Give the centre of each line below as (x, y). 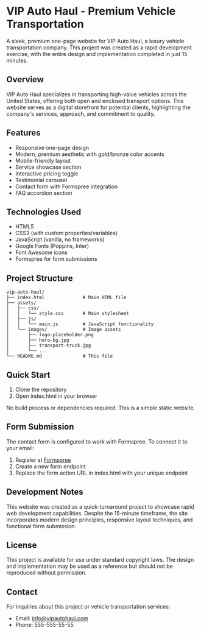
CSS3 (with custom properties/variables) (66, 233)
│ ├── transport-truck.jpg (49, 345)
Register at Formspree (43, 460)
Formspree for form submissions (56, 259)
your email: (20, 448)
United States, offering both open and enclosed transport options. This (95, 101)
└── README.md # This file (60, 356)
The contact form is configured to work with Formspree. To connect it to (97, 441)
